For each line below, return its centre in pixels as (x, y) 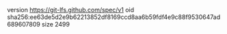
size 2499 (56, 24)
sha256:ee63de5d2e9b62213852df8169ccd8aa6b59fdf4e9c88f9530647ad (114, 17)
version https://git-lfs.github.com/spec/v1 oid (71, 10)
